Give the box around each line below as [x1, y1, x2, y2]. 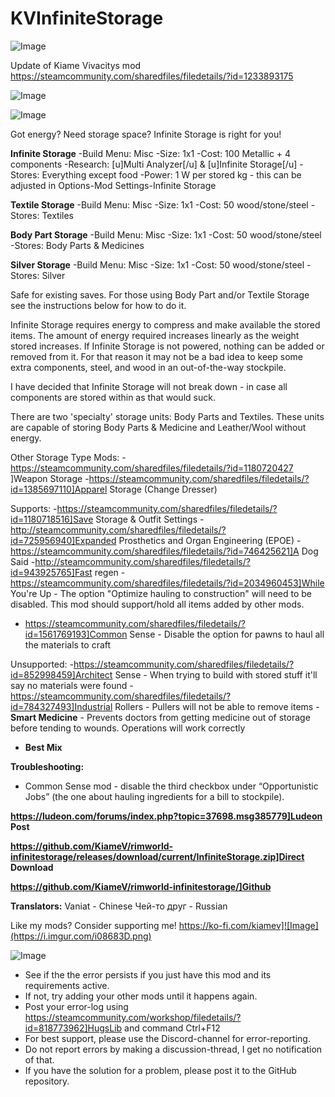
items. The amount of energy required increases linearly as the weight [10, 329, 300, 341]
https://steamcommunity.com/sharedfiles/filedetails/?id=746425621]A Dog [10, 545, 319, 557]
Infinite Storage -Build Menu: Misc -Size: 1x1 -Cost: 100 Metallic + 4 [10, 147, 292, 159]
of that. [24, 1053, 55, 1066]
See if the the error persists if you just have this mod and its [24, 968, 272, 981]
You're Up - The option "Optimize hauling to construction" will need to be [10, 587, 312, 599]
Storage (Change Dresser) [109, 483, 218, 495]
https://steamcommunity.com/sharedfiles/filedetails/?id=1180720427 [10, 462, 294, 474]
